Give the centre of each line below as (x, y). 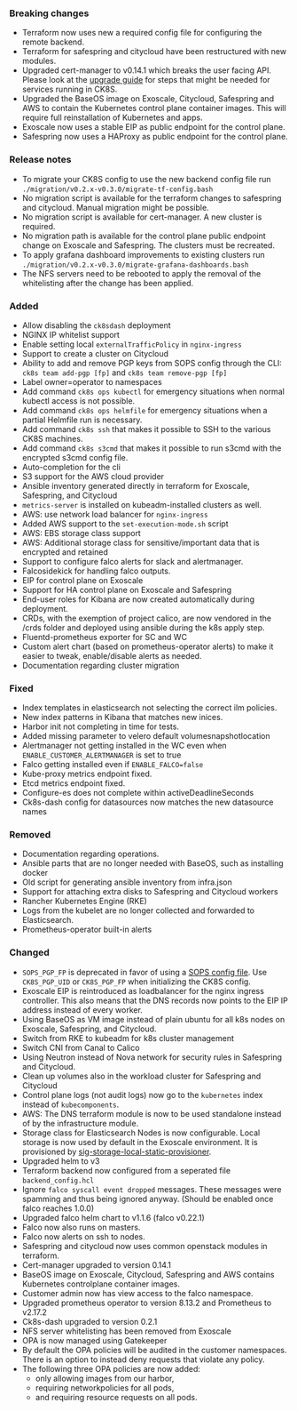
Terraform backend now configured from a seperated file (126, 1170)
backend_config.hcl (58, 1181)
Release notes (40, 160)
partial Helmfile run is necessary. (82, 420)
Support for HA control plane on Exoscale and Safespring (127, 589)
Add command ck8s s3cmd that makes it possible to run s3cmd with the (152, 448)
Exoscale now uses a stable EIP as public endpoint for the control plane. (153, 127)
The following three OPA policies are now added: (111, 1368)
